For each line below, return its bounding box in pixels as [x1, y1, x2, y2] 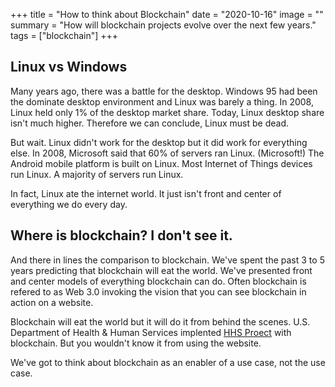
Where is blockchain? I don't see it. [10, 227, 233, 244]
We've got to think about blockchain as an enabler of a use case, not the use [10, 356, 326, 368]
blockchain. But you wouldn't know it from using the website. [10, 337, 262, 349]
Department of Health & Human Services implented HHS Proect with [10, 326, 292, 338]
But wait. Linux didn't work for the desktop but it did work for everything [10, 136, 308, 148]
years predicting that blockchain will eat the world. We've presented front [10, 264, 313, 276]
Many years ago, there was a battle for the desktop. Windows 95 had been [10, 85, 318, 97]
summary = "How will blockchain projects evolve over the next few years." [10, 19, 317, 31]
